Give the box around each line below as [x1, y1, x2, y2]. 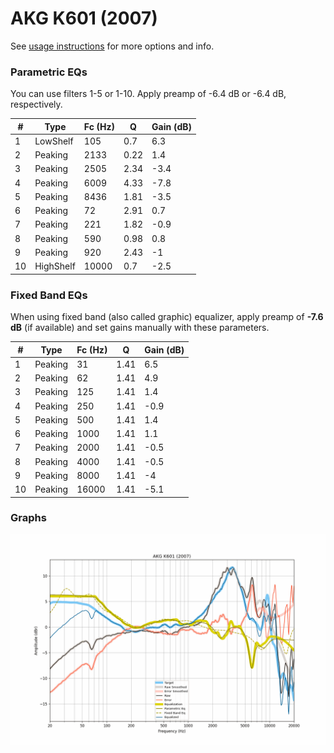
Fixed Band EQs [10, 288, 88, 302]
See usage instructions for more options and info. [10, 40, 215, 52]
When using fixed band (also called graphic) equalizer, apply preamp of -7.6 [10, 311, 324, 323]
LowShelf [34, 135, 74, 147]
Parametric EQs [10, 65, 88, 79]
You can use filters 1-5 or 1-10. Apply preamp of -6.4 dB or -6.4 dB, [10, 88, 287, 100]
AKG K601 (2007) [10, 7, 158, 30]
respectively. [10, 98, 63, 111]
